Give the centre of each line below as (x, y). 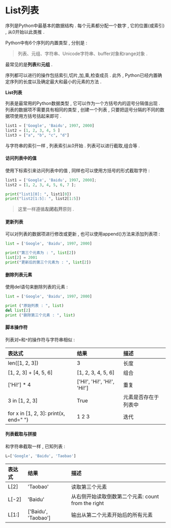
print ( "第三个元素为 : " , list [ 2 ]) (41, 253)
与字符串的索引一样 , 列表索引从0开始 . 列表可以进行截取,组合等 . (73, 145)
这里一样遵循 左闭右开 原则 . (46, 209)
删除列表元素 (19, 274)
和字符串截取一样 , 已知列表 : (35, 446)
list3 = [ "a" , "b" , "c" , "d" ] (37, 135)
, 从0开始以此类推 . (25, 32)
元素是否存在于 (141, 397)
